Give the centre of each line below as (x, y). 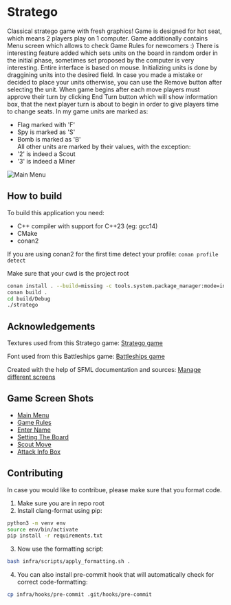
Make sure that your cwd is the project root (68, 273)
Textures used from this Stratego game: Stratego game (85, 343)
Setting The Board (43, 437)
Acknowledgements (51, 326)
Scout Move (34, 444)
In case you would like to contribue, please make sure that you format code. (114, 489)
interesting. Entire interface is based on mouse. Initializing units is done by (112, 67)
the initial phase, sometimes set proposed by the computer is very (101, 60)
